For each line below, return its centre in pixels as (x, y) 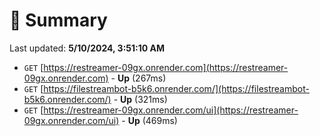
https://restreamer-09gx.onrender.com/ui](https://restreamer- (171, 110)
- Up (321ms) (140, 99)
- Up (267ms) (138, 78)
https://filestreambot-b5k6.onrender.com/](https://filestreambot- (176, 88)
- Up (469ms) (149, 120)
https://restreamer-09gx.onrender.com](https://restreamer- (166, 67)
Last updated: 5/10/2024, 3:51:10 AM (87, 48)
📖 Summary (58, 20)
